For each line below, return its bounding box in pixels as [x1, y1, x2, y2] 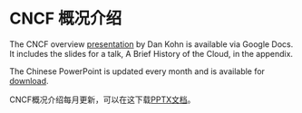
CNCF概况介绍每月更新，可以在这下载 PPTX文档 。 [9, 94, 196, 105]
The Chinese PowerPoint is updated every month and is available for [9, 65, 266, 77]
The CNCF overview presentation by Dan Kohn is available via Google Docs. [9, 38, 294, 50]
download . [9, 75, 49, 86]
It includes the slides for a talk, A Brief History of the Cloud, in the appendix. [9, 48, 293, 59]
